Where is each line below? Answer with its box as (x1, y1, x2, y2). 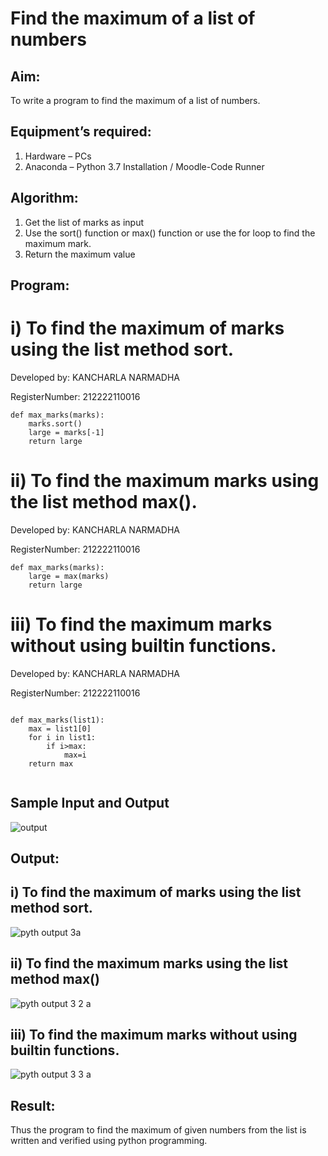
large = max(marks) (28, 571, 110, 581)
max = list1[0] (28, 723, 92, 734)
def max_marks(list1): (10, 715, 105, 725)
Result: (10, 1097, 56, 1114)
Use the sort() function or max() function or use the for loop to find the (24, 227, 316, 239)
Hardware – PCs (24, 150, 92, 162)
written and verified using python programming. (10, 1135, 208, 1147)
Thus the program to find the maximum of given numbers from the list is (10, 1124, 307, 1136)
